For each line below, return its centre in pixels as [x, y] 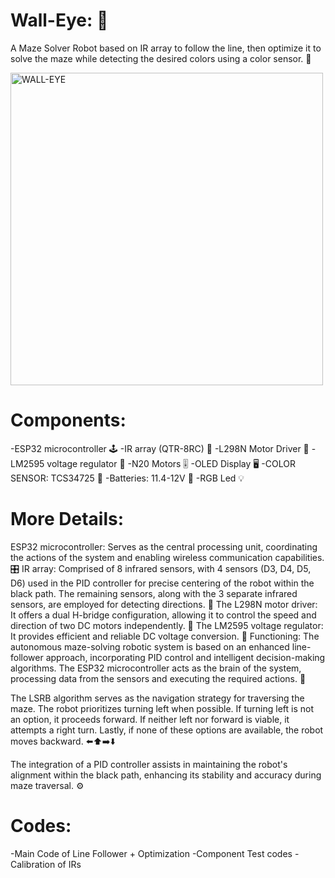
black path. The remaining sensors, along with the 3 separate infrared [154, 593]
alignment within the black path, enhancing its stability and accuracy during [166, 775]
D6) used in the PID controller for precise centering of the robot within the [162, 583]
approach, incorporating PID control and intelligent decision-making [185, 657]
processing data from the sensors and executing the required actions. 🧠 [158, 678]
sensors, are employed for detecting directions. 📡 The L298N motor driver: [164, 604]
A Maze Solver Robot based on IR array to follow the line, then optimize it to [166, 48]
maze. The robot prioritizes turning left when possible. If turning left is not [162, 708]
